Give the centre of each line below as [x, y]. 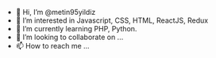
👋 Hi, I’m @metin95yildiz [56, 12]
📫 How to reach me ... [52, 46]
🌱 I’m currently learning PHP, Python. [76, 29]
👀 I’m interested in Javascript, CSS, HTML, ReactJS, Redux [112, 20]
